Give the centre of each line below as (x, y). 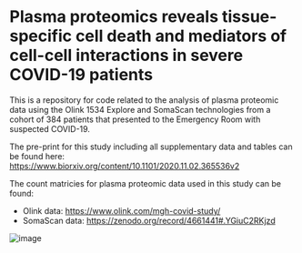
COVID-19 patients (81, 75)
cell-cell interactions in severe (126, 56)
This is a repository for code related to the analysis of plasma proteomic (144, 100)
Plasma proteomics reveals (114, 17)
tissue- (249, 17)
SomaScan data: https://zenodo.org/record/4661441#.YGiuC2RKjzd (149, 220)
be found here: (37, 156)
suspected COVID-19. (50, 128)
